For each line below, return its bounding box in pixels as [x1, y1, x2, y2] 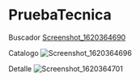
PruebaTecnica [8, 6, 112, 24]
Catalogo [8, 48, 39, 58]
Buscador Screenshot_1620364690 [8, 32, 126, 42]
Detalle [8, 63, 32, 74]
